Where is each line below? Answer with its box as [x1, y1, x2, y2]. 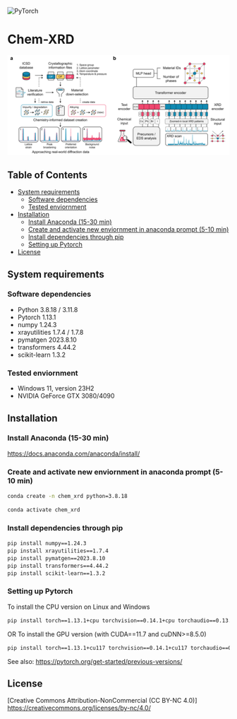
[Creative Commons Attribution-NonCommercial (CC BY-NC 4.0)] [7, 696, 197, 705]
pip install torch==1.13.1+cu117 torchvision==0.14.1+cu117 [7, 644, 188, 651]
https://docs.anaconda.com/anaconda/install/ [7, 449, 140, 458]
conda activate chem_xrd [7, 506, 80, 513]
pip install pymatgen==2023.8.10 [7, 554, 106, 561]
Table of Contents [7, 169, 88, 181]
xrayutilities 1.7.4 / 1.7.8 [17, 328, 84, 336]
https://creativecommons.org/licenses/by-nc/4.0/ [7, 703, 152, 713]
